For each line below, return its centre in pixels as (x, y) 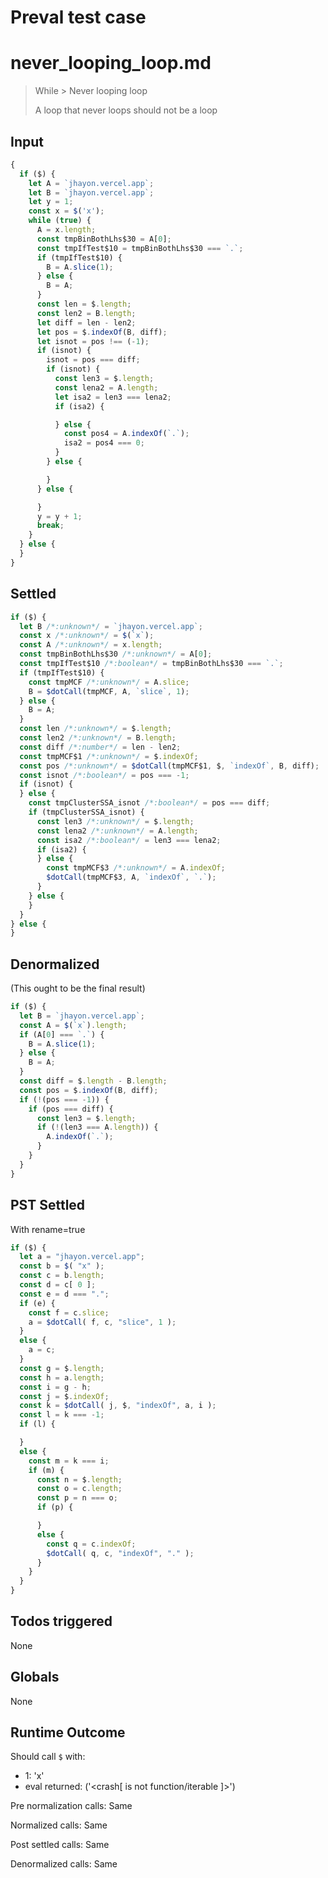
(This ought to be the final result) (78, 988)
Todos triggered (61, 1621)
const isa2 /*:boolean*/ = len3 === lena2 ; (129, 840)
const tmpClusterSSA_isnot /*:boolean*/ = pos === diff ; (149, 803)
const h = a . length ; (62, 1377)
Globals (35, 1677)
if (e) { (37, 1303)
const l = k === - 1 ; (62, 1415)
